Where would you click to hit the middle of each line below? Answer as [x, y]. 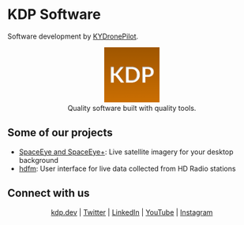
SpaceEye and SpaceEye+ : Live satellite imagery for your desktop [126, 152]
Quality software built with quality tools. [132, 108]
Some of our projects [60, 133]
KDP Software [54, 15]
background [38, 160]
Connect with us [49, 193]
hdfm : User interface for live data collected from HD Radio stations [127, 168]
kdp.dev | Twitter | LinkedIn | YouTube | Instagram [132, 212]
